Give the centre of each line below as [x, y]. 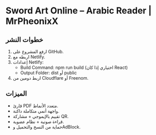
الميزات [16, 94]
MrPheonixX [32, 21]
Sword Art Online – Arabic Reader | [79, 11]
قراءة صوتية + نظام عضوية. [38, 122]
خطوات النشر [25, 40]
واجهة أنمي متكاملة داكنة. [36, 111]
